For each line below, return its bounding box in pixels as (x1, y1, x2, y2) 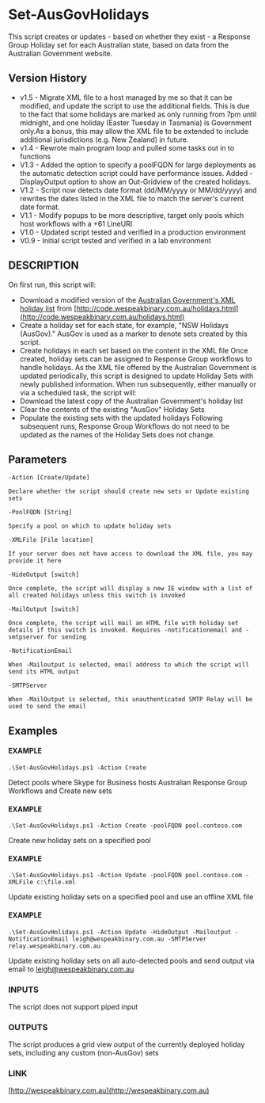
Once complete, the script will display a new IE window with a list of (8, 585, 253, 593)
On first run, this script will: (8, 280, 97, 289)
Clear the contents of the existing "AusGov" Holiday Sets (19, 404, 205, 414)
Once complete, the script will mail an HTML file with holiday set (8, 620, 239, 628)
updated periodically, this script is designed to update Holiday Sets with (19, 371, 254, 380)
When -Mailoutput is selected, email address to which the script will (8, 661, 249, 669)
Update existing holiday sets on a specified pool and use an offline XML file (8, 892, 254, 902)
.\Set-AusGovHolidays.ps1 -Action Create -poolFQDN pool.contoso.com (8, 822, 243, 830)
